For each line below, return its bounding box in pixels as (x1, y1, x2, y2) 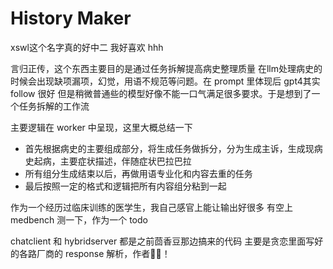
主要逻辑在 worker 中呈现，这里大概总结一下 (10, 121, 193, 133)
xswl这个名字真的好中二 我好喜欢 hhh (10, 41, 164, 53)
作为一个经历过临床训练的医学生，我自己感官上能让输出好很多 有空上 (10, 201, 293, 213)
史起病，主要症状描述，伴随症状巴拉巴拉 (24, 155, 192, 167)
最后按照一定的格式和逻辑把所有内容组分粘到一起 (24, 180, 227, 192)
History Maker (10, 7, 132, 30)
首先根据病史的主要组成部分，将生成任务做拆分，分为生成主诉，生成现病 (24, 142, 323, 154)
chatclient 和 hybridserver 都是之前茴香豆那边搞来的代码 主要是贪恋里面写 (10, 235, 315, 247)
